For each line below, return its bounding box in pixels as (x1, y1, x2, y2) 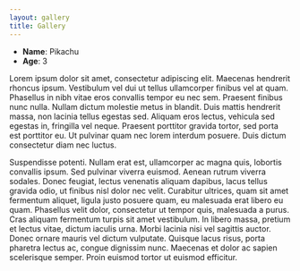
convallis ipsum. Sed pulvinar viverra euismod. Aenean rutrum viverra (9, 166, 267, 177)
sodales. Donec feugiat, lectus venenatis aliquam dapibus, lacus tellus (9, 175, 269, 186)
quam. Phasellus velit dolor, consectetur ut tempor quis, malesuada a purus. (9, 204, 289, 215)
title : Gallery (9, 21, 66, 30)
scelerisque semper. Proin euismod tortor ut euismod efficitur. (9, 251, 238, 262)
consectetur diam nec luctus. (9, 140, 117, 150)
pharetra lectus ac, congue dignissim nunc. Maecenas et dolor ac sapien (9, 242, 278, 253)
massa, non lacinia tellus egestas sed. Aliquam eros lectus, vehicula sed (9, 111, 275, 122)
